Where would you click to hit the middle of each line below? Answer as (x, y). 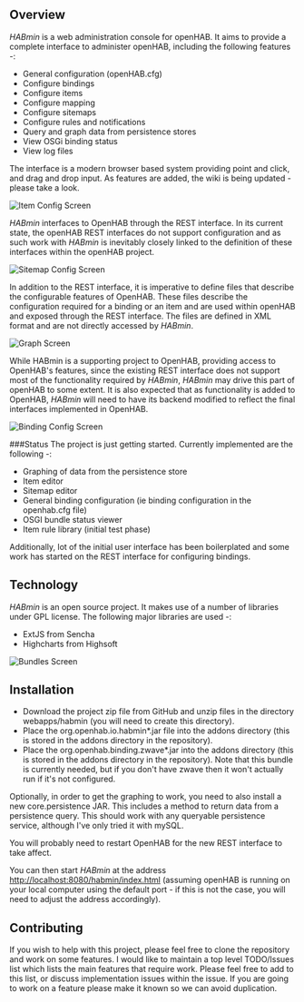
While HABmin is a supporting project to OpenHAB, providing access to (143, 360)
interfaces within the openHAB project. (82, 251)
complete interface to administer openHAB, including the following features (150, 46)
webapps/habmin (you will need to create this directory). (128, 722)
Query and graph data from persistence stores (109, 132)
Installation (42, 690)
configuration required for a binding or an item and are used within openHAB (152, 306)
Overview (38, 15)
